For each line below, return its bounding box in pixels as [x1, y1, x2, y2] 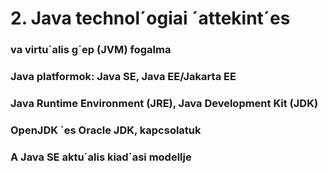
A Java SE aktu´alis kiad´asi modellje [10, 150, 192, 164]
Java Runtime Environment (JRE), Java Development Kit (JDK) [10, 96, 319, 110]
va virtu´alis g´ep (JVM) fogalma [10, 43, 172, 57]
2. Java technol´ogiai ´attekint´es [10, 7, 291, 30]
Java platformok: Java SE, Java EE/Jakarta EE [10, 70, 237, 84]
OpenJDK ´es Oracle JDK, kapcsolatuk [10, 123, 202, 137]
